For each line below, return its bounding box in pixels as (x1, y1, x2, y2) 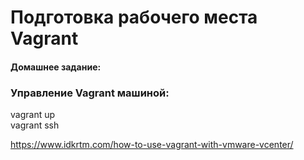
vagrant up (10, 109, 56, 121)
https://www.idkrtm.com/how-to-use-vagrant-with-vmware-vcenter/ (10, 139, 294, 151)
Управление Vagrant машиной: (10, 86, 170, 100)
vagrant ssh (10, 119, 60, 131)
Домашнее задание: (10, 61, 102, 73)
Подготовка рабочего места (10, 6, 258, 29)
